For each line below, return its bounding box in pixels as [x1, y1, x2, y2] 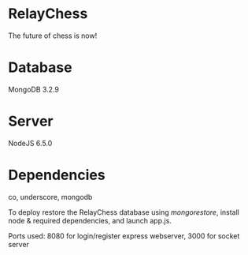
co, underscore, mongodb [8, 192, 93, 201]
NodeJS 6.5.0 [8, 138, 53, 148]
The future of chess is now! [8, 31, 98, 40]
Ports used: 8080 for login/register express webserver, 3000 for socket [8, 231, 240, 241]
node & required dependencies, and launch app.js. [8, 216, 172, 225]
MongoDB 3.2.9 [8, 84, 60, 94]
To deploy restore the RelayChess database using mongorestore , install [8, 207, 240, 217]
